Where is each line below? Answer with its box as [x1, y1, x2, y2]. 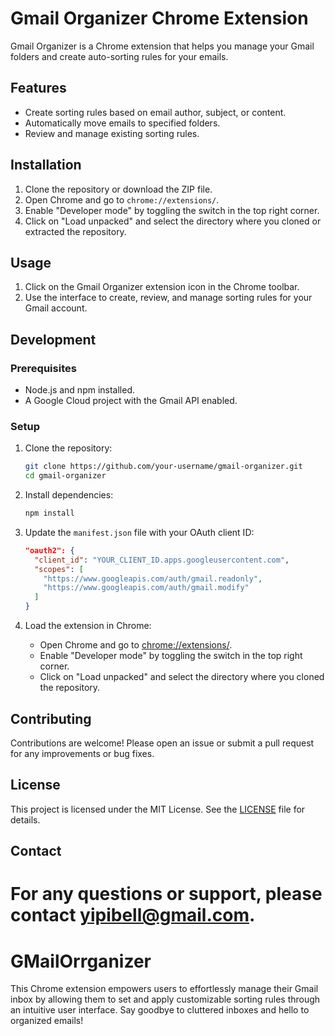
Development [10, 331, 97, 348]
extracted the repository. [24, 225, 127, 237]
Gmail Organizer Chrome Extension [10, 7, 309, 30]
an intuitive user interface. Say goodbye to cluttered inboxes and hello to [10, 1004, 310, 1016]
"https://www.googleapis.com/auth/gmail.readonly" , [43, 573, 263, 584]
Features [10, 80, 67, 97]
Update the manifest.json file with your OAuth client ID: [24, 526, 255, 538]
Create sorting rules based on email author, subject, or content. [24, 106, 287, 118]
